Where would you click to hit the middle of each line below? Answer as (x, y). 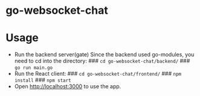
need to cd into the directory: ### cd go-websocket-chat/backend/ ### (102, 61)
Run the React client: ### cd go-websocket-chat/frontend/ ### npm (98, 74)
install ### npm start (43, 80)
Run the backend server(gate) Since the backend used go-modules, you (104, 55)
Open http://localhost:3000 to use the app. (68, 86)
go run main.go (34, 68)
